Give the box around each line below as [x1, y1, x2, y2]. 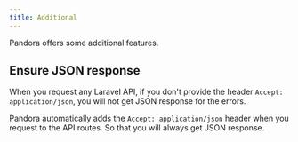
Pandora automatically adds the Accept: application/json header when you [9, 113, 289, 124]
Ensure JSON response [9, 63, 141, 78]
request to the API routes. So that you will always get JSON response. [9, 122, 265, 133]
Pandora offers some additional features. [9, 37, 159, 48]
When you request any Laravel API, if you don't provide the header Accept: [9, 86, 284, 98]
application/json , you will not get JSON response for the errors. [9, 96, 246, 106]
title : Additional [9, 12, 77, 22]
